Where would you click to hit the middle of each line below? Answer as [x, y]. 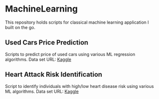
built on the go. [20, 27]
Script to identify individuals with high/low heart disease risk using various [79, 86]
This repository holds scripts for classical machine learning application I [77, 22]
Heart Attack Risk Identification [54, 75]
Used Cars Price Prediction [47, 43]
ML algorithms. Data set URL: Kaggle [42, 91]
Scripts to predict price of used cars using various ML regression [70, 54]
